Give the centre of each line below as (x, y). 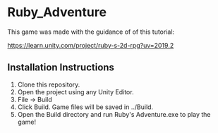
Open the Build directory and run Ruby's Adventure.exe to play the (114, 114)
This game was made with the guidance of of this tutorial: (91, 32)
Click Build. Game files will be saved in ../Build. (85, 107)
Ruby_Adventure (57, 12)
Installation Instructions (61, 68)
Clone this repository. (49, 84)
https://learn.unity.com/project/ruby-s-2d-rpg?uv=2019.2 (91, 45)
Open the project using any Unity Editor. (75, 91)
